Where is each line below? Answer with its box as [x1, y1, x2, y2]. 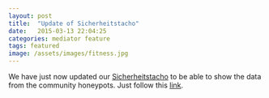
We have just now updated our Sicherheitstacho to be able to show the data [8, 72, 262, 81]
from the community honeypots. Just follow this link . [8, 80, 184, 90]
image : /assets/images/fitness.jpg [8, 49, 129, 58]
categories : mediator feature [8, 34, 111, 43]
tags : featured [8, 42, 60, 50]
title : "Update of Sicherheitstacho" [8, 19, 139, 28]
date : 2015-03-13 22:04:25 [8, 27, 107, 35]
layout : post [8, 11, 53, 20]
